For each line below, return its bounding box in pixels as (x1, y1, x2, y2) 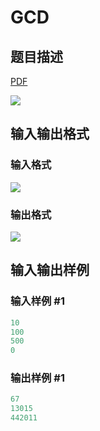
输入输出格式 (10, 126, 90, 143)
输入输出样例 (10, 262, 90, 279)
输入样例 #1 (10, 294, 65, 308)
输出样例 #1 (10, 371, 65, 385)
